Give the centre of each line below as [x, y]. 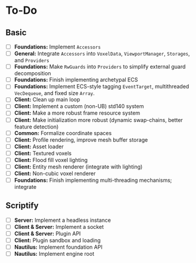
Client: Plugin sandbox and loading [57, 240]
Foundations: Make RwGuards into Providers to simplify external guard [100, 67]
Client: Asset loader [39, 146]
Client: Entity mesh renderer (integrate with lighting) [78, 166]
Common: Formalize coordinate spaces [63, 133]
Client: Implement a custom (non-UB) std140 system [79, 106]
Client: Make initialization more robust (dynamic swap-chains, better [98, 120]
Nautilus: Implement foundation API [58, 247]
